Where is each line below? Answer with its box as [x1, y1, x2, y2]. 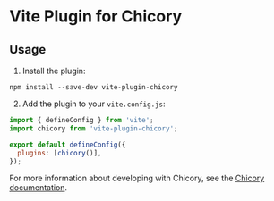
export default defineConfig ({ [9, 140, 126, 149]
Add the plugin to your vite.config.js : [21, 98, 166, 109]
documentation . [9, 182, 68, 193]
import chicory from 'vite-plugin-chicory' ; [9, 123, 178, 133]
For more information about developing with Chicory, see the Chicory [9, 172, 265, 184]
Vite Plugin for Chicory [9, 6, 183, 27]
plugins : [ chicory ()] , [17, 148, 102, 157]
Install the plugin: [21, 65, 86, 76]
